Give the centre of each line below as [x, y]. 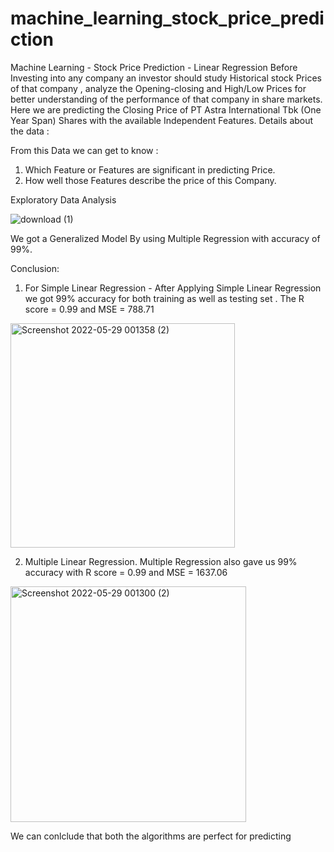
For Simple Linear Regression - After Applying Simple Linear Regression [173, 288]
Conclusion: [35, 268]
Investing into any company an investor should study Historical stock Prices [166, 78]
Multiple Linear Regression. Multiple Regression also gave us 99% [161, 561]
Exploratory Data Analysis [63, 199]
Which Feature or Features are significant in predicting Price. [150, 169]
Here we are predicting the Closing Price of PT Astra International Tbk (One [166, 109]
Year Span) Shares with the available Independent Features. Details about [162, 120]
